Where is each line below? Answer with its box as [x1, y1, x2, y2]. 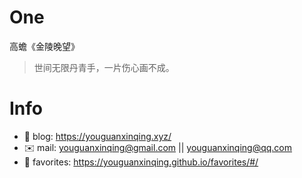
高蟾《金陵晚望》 [9, 40, 80, 52]
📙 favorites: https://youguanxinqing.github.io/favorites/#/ [23, 156, 259, 168]
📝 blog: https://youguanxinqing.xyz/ [23, 130, 172, 142]
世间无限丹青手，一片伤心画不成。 [33, 61, 175, 73]
